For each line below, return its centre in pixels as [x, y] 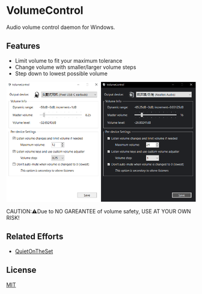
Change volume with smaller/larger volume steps [75, 67]
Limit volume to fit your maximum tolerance [69, 60]
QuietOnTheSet [34, 251]
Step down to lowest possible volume [61, 73]
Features [23, 46]
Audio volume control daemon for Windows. [61, 27]
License [21, 270]
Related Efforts [35, 236]
